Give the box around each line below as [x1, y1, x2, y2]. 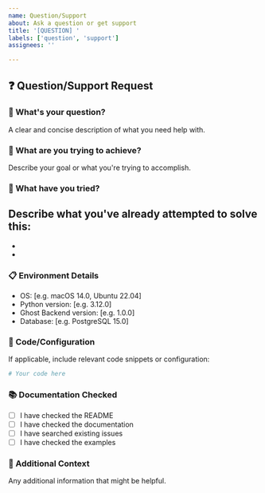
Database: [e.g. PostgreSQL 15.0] [19, 317, 129, 326]
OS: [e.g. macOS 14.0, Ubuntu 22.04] [19, 291, 142, 301]
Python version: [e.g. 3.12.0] [19, 300, 112, 310]
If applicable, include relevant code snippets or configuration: [8, 354, 210, 364]
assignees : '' [8, 41, 56, 49]
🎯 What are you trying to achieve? [8, 144, 142, 156]
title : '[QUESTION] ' [8, 26, 80, 34]
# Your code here [8, 370, 66, 378]
